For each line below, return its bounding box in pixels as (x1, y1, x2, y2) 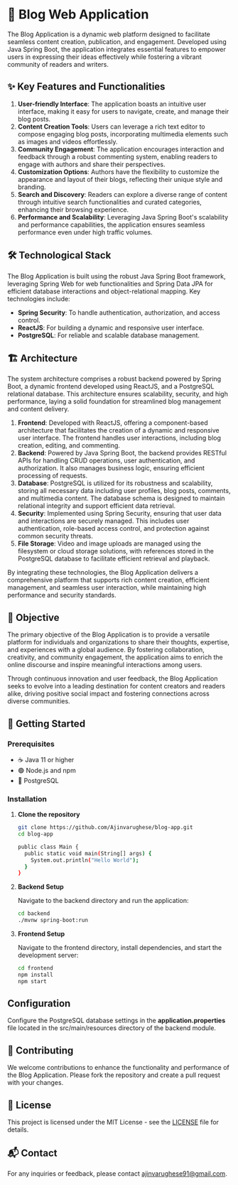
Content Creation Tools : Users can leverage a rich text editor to (17, 122, 205, 131)
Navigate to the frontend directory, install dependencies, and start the (17, 943, 222, 952)
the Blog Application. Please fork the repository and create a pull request (7, 1071, 220, 1079)
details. (7, 1125, 29, 1134)
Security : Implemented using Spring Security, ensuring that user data (17, 509, 222, 518)
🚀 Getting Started (7, 718, 86, 730)
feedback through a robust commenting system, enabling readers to (17, 152, 218, 161)
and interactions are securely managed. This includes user (17, 516, 190, 525)
